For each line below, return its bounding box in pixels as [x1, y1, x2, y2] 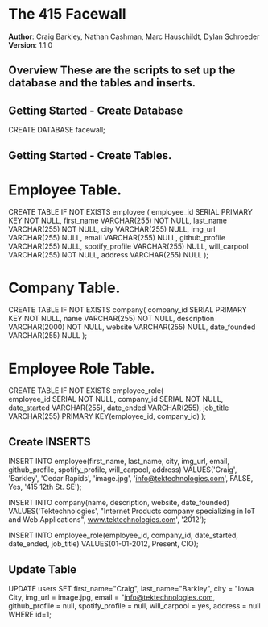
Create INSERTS [8, 435, 91, 449]
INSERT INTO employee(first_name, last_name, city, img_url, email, [8, 457, 229, 466]
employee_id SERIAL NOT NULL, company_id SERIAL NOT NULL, [8, 395, 224, 404]
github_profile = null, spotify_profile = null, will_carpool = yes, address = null [8, 600, 261, 610]
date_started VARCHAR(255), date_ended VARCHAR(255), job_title [8, 403, 229, 412]
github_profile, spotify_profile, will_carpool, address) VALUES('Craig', [8, 465, 237, 474]
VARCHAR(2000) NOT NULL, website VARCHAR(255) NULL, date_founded [8, 322, 256, 332]
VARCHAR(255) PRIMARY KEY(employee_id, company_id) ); [8, 412, 207, 421]
